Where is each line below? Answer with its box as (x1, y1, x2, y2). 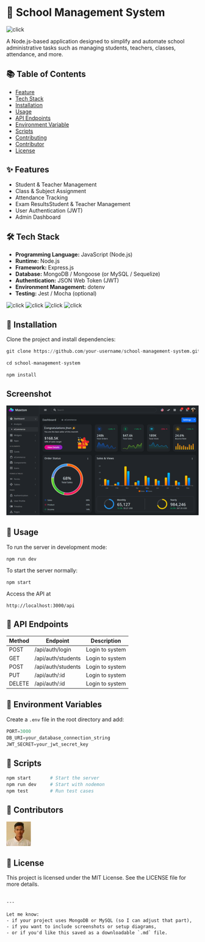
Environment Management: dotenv (15, 284, 106, 291)
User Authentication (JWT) (15, 207, 83, 214)
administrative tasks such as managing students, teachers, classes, (6, 44, 176, 51)
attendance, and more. (6, 50, 63, 57)
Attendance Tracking (15, 194, 68, 201)
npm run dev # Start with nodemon (6, 782, 105, 788)
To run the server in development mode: (6, 543, 107, 551)
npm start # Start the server (6, 775, 99, 781)
